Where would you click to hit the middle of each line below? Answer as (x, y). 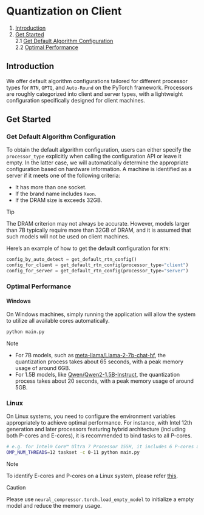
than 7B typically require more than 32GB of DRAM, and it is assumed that (99, 230)
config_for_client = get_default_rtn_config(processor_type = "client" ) (97, 265)
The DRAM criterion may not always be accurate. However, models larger (98, 224)
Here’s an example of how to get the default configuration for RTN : (88, 248)
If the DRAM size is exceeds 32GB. (59, 200)
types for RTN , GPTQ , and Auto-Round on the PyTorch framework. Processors (100, 87)
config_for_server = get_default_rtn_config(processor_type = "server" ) (97, 271)
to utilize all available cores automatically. (58, 321)
